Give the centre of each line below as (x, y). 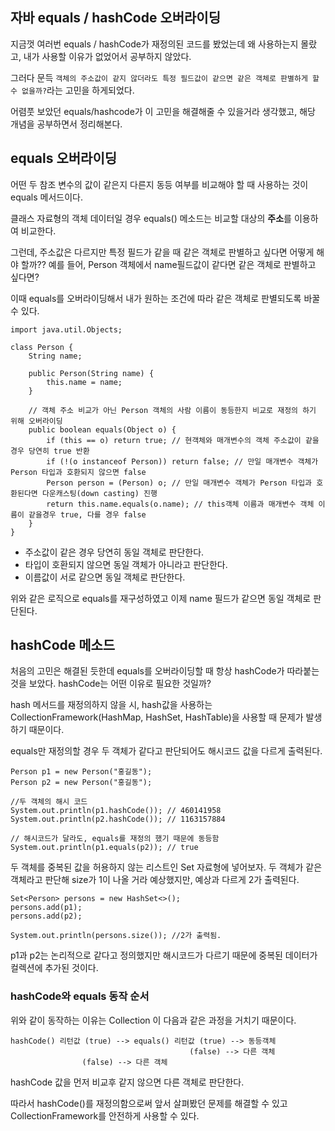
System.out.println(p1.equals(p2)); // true (104, 848)
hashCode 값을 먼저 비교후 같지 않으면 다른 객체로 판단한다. (127, 1082)
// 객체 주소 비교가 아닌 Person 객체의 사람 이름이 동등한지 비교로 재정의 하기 (172, 410)
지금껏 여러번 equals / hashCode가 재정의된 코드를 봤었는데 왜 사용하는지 (154, 44)
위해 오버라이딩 (36, 421)
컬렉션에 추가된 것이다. (54, 968)
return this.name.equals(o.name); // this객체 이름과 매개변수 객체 (180, 504)
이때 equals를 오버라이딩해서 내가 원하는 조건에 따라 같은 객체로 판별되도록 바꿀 (165, 298)
